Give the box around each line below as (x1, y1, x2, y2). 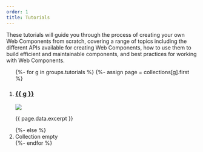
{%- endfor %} (15, 139, 53, 147)
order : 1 (6, 8, 28, 15)
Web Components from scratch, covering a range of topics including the (6, 37, 187, 45)
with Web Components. (6, 57, 65, 64)
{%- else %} (15, 126, 47, 133)
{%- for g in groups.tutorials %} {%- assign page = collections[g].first (15, 68, 190, 75)
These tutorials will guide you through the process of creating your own (6, 31, 185, 38)
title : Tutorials (6, 14, 50, 21)
